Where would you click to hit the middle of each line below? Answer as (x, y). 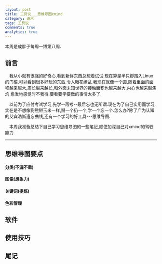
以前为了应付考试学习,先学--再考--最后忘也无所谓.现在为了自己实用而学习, (82, 104)
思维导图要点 (24, 154)
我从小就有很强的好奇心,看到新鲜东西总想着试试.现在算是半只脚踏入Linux (81, 76)
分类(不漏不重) (19, 167)
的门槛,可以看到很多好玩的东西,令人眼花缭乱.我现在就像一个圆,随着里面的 (77, 82)
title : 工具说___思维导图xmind (34, 14)
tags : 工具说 (17, 23)
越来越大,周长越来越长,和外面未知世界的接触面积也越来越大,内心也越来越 (81, 88)
